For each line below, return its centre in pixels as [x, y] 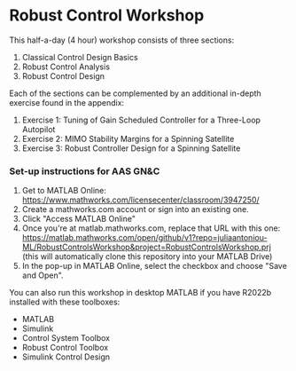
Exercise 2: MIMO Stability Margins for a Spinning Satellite [128, 138]
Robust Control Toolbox [65, 348]
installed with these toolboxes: [65, 302]
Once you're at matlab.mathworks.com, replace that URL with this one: [151, 228]
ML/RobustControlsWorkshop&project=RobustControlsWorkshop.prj [147, 247]
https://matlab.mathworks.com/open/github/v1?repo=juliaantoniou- [144, 238]
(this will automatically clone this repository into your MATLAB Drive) [147, 257]
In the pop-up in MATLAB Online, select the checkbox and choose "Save [155, 266]
